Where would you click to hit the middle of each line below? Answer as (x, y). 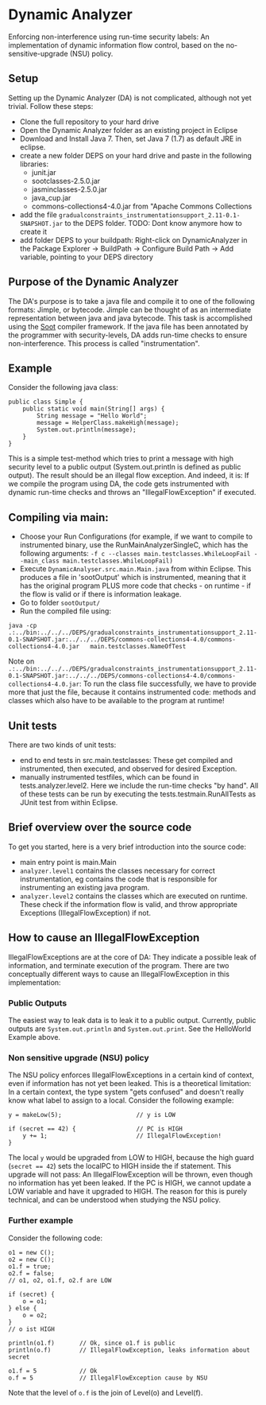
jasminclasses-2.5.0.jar (69, 189)
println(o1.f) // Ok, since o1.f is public (92, 1343)
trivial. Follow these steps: (51, 106)
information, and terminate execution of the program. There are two (119, 965)
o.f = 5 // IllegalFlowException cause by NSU (108, 1378)
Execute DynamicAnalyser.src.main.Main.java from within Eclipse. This (135, 569)
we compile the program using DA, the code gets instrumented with (119, 484)
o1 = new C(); (32, 1252)
